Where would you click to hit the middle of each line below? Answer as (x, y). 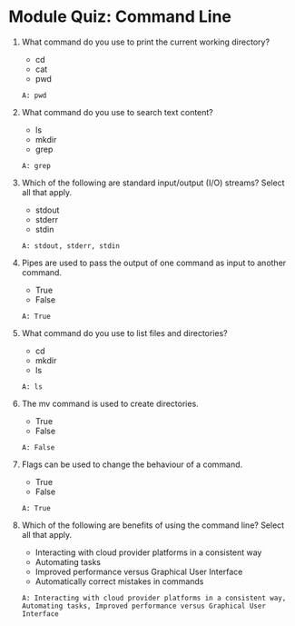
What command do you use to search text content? (118, 112)
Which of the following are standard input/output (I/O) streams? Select (153, 183)
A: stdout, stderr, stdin (70, 246)
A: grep (36, 165)
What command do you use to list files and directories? (124, 333)
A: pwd (34, 95)
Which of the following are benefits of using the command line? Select (153, 525)
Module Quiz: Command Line (120, 17)
